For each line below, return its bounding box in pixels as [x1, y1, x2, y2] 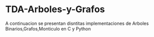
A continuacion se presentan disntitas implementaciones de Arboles [5, 20, 149, 26]
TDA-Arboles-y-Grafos [5, 4, 105, 15]
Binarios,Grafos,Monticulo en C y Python [5, 25, 91, 31]
